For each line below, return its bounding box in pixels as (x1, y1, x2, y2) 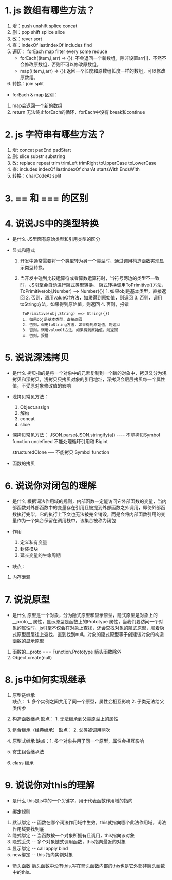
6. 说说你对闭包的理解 (5, 480, 97, 492)
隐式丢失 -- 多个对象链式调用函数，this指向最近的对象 (12, 838, 126, 844)
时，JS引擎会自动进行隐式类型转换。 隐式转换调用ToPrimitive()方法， (20, 281, 166, 288)
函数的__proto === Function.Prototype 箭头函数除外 (12, 648, 122, 655)
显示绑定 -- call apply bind (12, 845, 68, 851)
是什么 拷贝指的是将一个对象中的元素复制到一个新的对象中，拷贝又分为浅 (12, 369, 167, 376)
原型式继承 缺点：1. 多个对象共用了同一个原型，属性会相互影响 (12, 737, 144, 744)
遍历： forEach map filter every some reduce (12, 48, 107, 55)
